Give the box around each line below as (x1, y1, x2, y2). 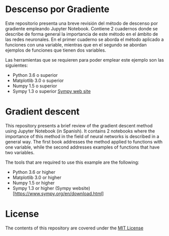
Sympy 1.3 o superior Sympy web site (12, 88, 91, 94)
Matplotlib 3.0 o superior (12, 77, 64, 83)
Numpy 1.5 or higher (12, 179, 55, 185)
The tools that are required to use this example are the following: (5, 159, 140, 165)
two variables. (5, 149, 35, 155)
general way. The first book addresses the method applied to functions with (5, 138, 163, 145)
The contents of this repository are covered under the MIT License (5, 225, 144, 231)
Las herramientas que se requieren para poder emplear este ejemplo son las (5, 57, 164, 63)
